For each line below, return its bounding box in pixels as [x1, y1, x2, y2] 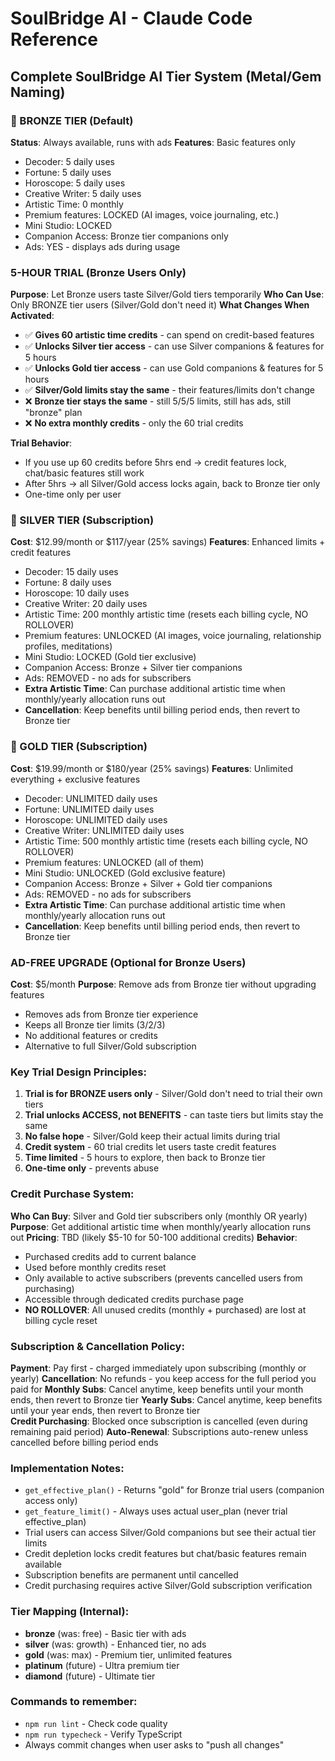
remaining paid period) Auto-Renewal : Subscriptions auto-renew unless [10, 1425, 309, 1437]
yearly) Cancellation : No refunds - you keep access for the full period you [10, 1372, 317, 1384]
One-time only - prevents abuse [24, 1162, 160, 1174]
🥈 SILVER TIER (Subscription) [10, 513, 155, 527]
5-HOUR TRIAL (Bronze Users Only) [10, 265, 187, 279]
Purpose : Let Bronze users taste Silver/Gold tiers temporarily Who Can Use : [10, 288, 325, 301]
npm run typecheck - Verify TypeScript [24, 1728, 183, 1740]
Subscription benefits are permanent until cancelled [24, 1569, 239, 1581]
